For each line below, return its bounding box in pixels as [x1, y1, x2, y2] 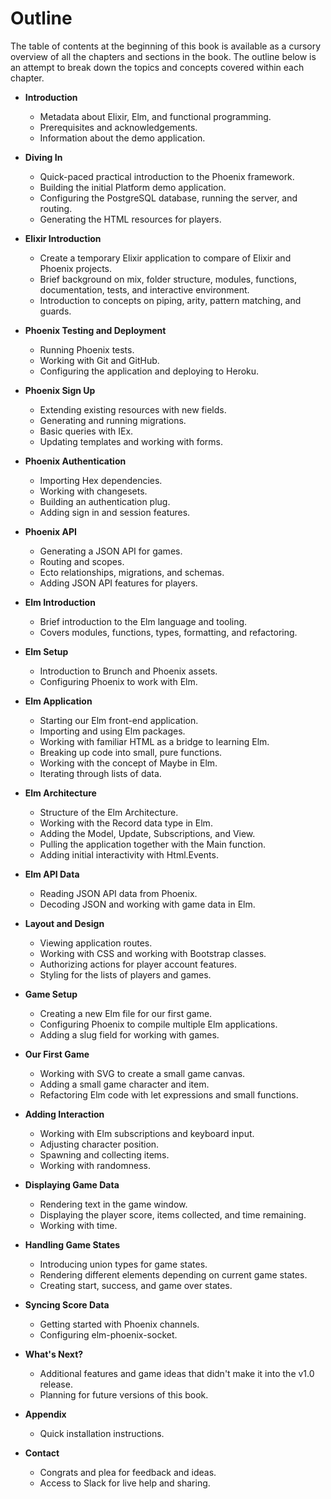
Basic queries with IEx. [39, 425, 134, 437]
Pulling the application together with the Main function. [39, 838, 267, 850]
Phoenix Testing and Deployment [24, 324, 167, 336]
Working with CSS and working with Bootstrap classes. [39, 947, 267, 959]
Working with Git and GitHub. [39, 354, 160, 366]
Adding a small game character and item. [39, 1078, 210, 1090]
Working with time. [39, 1219, 118, 1231]
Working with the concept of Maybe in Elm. [39, 757, 218, 769]
